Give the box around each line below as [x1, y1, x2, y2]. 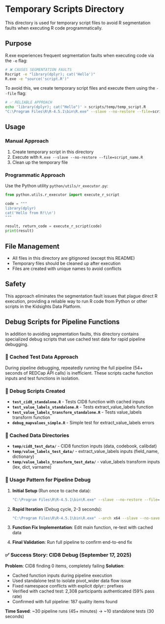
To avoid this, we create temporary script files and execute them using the [5, 85, 156, 91]
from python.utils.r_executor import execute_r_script [5, 192, 120, 197]
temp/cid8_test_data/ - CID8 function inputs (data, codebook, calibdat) [12, 443, 157, 449]
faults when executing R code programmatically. [5, 25, 103, 31]
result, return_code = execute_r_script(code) [5, 224, 102, 229]
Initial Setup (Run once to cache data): [12, 487, 91, 493]
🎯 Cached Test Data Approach [5, 353, 79, 360]
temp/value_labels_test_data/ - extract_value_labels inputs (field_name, [12, 449, 159, 454]
